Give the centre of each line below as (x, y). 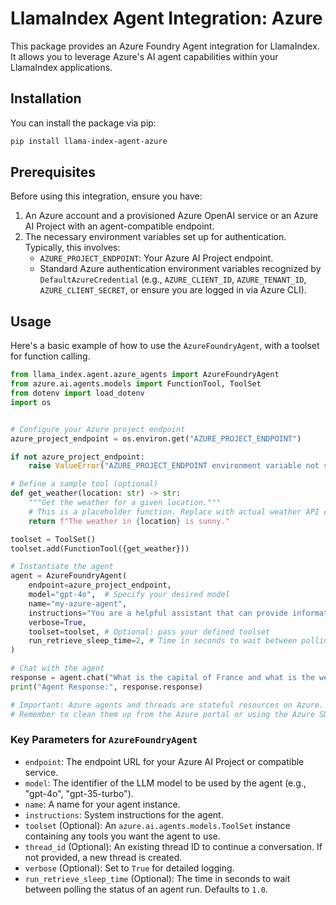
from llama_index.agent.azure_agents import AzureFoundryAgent (145, 375)
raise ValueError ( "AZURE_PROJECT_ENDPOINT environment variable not (174, 466)
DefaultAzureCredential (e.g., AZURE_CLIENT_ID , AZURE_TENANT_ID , (173, 279)
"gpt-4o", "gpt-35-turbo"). (79, 793)
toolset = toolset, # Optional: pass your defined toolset (149, 632)
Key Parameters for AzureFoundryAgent (104, 740)
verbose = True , (57, 622)
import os (31, 402)
